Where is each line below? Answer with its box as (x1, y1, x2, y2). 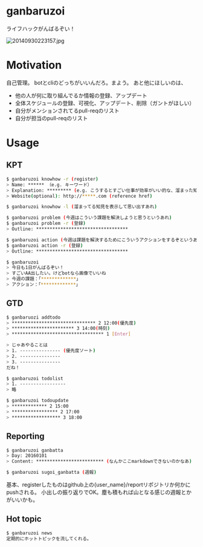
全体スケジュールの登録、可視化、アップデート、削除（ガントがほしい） (14, 99, 195, 106)
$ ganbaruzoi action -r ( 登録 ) (6, 242, 83, 248)
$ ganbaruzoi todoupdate (6, 398, 69, 404)
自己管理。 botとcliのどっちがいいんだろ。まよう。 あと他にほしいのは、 (6, 79, 187, 86)
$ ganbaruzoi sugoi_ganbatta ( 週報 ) (6, 470, 97, 476)
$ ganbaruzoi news (6, 530, 53, 536)
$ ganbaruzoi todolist (6, 375, 63, 381)
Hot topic (6, 514, 42, 524)
